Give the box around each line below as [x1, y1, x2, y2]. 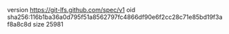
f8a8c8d [7, 20, 32, 28]
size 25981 [32, 20, 63, 28]
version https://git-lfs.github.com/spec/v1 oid [7, 6, 136, 14]
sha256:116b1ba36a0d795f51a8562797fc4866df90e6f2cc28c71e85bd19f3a [7, 13, 223, 21]
